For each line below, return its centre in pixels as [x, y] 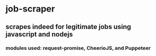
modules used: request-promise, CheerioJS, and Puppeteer [78, 48]
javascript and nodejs [39, 34]
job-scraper [30, 9]
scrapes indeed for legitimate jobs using [68, 27]
